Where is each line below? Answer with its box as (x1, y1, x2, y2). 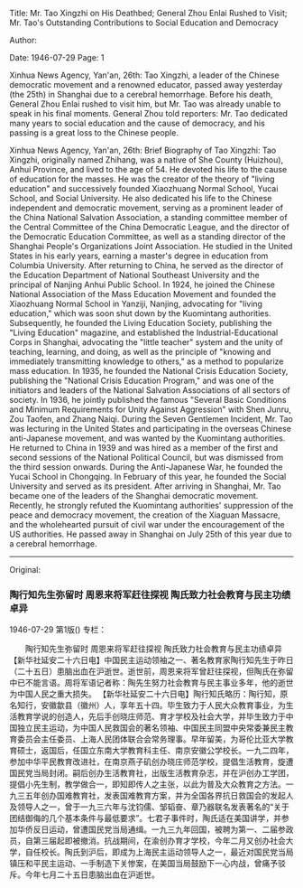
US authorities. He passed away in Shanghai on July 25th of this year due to (9, 528, 292, 539)
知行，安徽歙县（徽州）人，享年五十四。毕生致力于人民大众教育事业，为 (16, 700, 286, 711)
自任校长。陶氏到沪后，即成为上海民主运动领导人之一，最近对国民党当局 (24, 846, 294, 857)
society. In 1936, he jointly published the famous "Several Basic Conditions (9, 395, 287, 405)
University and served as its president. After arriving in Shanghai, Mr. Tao (9, 481, 281, 491)
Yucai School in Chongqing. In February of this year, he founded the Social (9, 472, 287, 481)
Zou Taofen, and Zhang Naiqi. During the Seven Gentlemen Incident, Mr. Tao (9, 414, 293, 424)
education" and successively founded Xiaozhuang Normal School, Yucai (9, 183, 279, 193)
